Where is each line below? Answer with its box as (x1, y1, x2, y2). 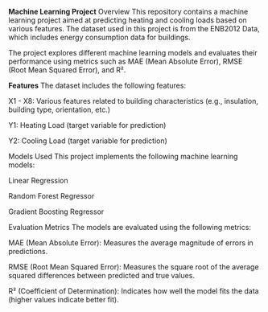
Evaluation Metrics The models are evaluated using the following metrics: (8, 223, 252, 232)
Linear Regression (8, 176, 68, 185)
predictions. (8, 247, 48, 256)
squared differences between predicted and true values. (8, 271, 196, 280)
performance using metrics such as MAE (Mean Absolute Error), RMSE (8, 56, 243, 66)
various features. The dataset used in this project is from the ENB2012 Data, (8, 24, 260, 33)
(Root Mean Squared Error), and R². (8, 65, 126, 75)
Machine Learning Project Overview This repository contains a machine (8, 7, 249, 16)
